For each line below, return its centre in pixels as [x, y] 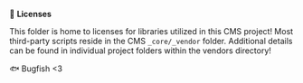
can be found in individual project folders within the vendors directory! [140, 51]
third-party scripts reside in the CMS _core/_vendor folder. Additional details [151, 41]
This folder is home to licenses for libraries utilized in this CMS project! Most [151, 31]
